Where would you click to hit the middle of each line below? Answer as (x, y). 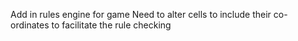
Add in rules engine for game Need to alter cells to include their (141, 14)
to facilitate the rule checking (111, 25)
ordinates (30, 25)
